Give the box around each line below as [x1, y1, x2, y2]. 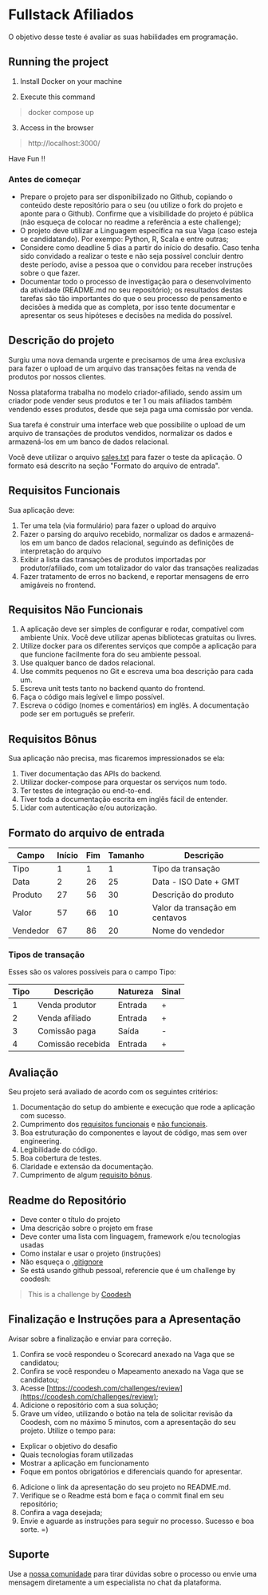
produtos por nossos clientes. [8, 371, 106, 381]
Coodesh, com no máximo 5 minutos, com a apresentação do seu [19, 1417, 237, 1426]
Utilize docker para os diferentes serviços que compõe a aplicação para [19, 641, 257, 651]
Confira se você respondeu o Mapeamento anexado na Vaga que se [19, 1366, 244, 1375]
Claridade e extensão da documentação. [19, 1162, 154, 1172]
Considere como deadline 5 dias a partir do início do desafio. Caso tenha [19, 243, 260, 252]
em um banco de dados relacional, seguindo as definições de [31, 538, 234, 547]
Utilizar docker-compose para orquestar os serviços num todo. [19, 777, 227, 788]
